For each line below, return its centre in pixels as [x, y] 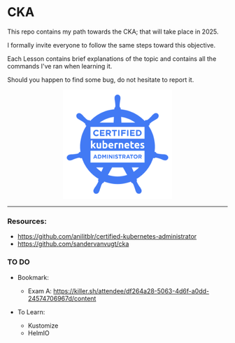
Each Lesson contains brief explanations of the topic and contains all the [112, 58]
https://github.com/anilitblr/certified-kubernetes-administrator [107, 237]
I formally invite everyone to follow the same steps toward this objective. [111, 45]
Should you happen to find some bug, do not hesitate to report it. [101, 79]
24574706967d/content [62, 298]
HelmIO [39, 332]
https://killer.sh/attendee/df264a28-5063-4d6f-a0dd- [131, 290]
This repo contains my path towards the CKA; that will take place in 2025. [113, 31]
